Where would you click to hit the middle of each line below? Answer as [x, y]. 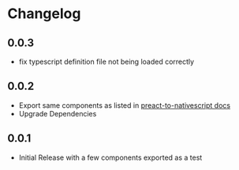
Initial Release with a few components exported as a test [110, 157]
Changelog [44, 14]
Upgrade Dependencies [58, 113]
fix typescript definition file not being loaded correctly [106, 61]
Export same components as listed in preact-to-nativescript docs [124, 105]
